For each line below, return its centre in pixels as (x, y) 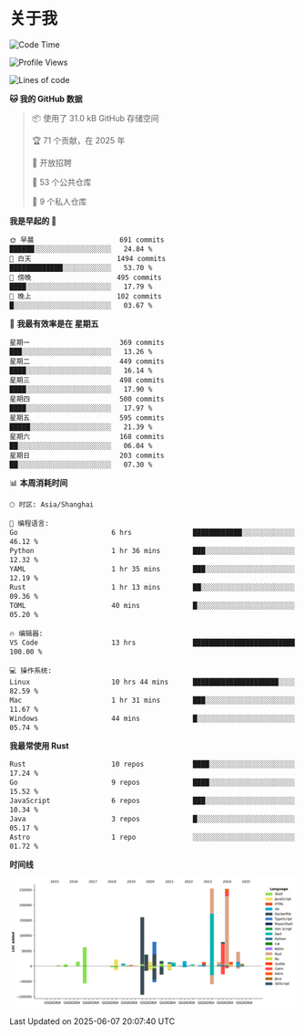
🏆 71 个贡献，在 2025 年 (78, 140)
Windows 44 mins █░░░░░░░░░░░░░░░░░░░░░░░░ (152, 718)
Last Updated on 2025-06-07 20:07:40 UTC (92, 1021)
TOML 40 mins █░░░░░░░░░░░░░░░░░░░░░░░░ (152, 605)
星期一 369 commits (87, 342)
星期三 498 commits (87, 380)
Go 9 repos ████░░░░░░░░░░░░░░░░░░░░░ (152, 782)
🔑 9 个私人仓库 (59, 201)
